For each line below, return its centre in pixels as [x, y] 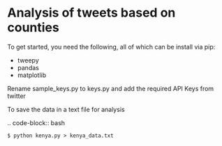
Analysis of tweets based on [91, 13]
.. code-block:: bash [36, 122]
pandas [28, 67]
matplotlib [32, 75]
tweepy [28, 60]
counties [33, 27]
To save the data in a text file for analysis [66, 109]
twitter [17, 96]
